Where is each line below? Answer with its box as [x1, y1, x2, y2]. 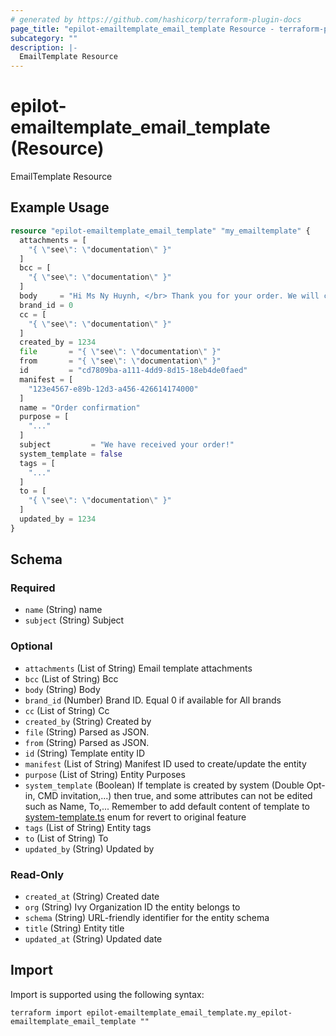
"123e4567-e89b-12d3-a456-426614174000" [28, 384, 199, 394]
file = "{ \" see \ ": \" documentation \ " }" [19, 347, 222, 357]
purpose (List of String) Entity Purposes [24, 768, 186, 780]
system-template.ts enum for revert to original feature [24, 811, 247, 823]
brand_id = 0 [19, 300, 74, 310]
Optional [10, 639, 53, 653]
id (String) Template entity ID [24, 747, 146, 759]
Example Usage [10, 199, 110, 216]
